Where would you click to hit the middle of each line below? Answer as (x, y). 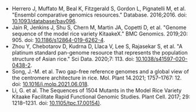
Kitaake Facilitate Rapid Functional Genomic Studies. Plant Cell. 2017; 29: (101, 97)
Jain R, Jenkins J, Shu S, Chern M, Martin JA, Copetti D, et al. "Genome (99, 27)
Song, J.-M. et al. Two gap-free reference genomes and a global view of (100, 71)
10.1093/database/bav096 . (44, 21)
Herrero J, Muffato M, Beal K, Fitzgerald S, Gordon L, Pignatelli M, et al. (99, 9)
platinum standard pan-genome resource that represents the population (100, 52)
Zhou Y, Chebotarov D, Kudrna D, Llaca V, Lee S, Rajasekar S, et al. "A (97, 46)
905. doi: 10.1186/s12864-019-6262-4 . (58, 40)
